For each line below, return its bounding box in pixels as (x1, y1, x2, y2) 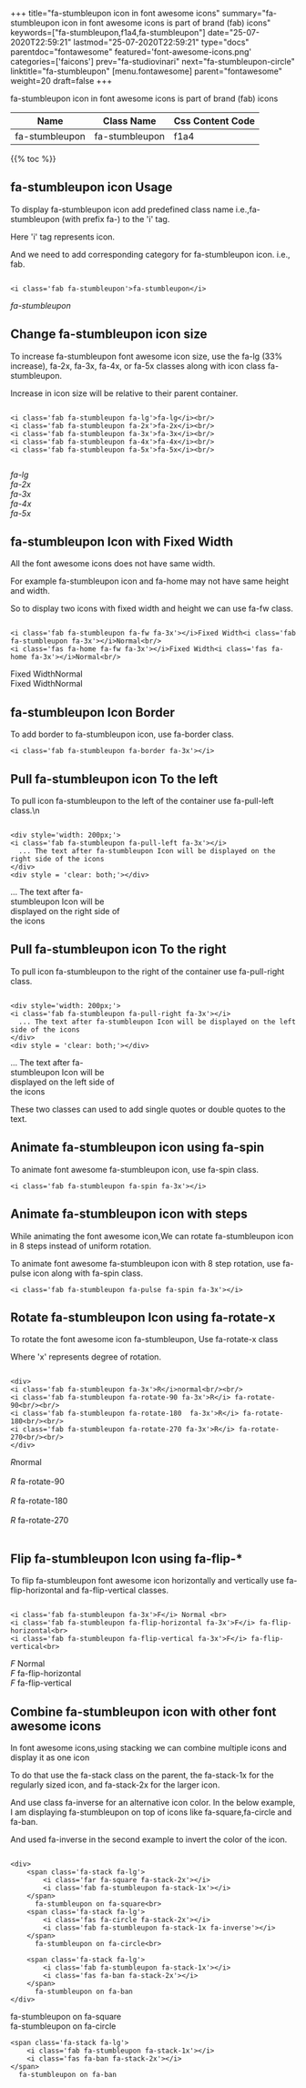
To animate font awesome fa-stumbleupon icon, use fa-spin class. (10, 1164, 259, 1175)
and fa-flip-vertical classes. (65, 1584, 169, 1596)
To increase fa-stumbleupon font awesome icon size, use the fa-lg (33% (10, 351, 283, 362)
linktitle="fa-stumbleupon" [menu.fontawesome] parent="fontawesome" (10, 66, 283, 76)
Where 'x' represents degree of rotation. (10, 1351, 162, 1362)
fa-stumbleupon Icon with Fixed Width (10, 535, 234, 550)
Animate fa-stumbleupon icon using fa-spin (10, 1140, 265, 1156)
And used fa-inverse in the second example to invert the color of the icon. (10, 1834, 288, 1845)
